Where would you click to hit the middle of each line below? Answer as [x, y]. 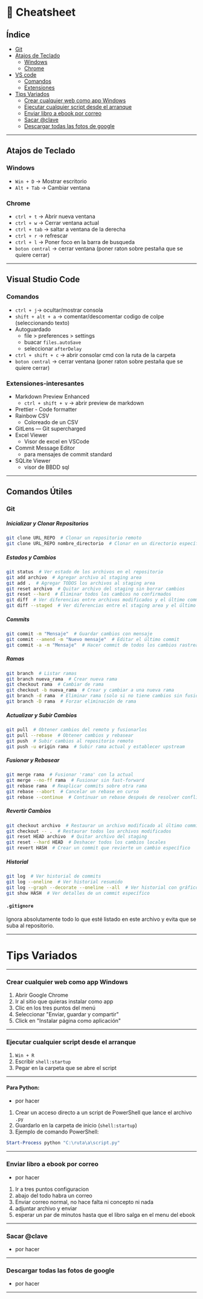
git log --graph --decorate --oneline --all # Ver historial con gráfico [102, 888]
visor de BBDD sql [47, 467]
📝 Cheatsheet [41, 12]
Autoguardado [33, 329]
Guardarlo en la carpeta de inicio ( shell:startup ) [76, 1126]
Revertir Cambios [29, 811]
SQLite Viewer [33, 460]
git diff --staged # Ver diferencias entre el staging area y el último [101, 606]
